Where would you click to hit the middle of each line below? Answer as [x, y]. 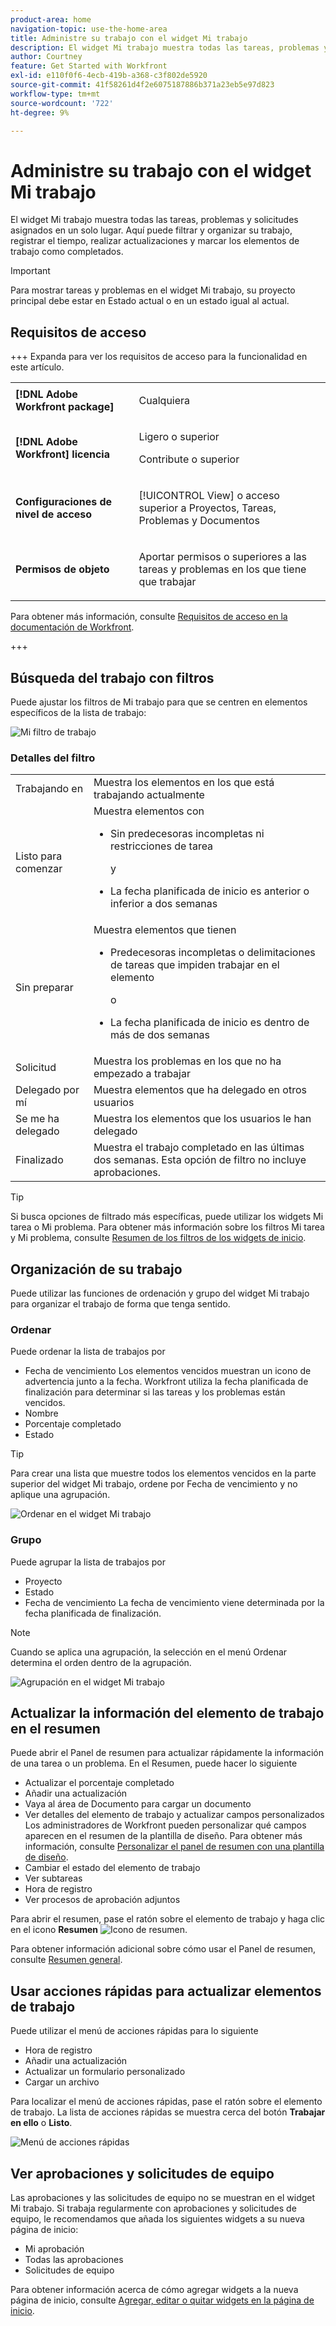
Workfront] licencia [62, 454]
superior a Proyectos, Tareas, [207, 508]
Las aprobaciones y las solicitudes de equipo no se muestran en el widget [163, 2198]
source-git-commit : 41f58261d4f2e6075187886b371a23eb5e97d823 [142, 85]
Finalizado [39, 1160]
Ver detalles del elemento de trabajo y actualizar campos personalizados [174, 1815]
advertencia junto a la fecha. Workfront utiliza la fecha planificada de [166, 1382]
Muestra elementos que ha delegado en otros [200, 1090]
